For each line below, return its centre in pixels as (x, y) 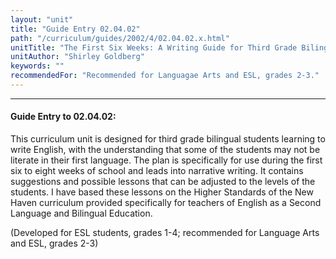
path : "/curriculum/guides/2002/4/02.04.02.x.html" (120, 38)
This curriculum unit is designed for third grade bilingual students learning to (168, 139)
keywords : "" (37, 66)
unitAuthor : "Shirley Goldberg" (77, 57)
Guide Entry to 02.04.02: (63, 117)
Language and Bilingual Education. (81, 213)
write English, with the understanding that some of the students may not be (165, 150)
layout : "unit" (42, 19)
